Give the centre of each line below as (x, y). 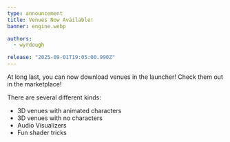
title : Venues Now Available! (51, 20)
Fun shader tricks (42, 132)
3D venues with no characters (60, 118)
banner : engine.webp (37, 26)
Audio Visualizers (42, 125)
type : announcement (35, 13)
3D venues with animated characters (69, 111)
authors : (20, 38)
